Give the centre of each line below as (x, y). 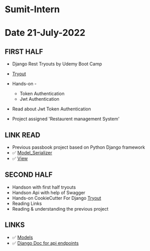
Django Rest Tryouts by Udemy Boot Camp (57, 64)
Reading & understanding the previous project (60, 209)
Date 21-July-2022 (45, 33)
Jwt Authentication (39, 99)
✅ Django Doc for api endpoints (46, 243)
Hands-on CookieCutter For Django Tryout (56, 198)
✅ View (20, 158)
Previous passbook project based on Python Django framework (79, 147)
